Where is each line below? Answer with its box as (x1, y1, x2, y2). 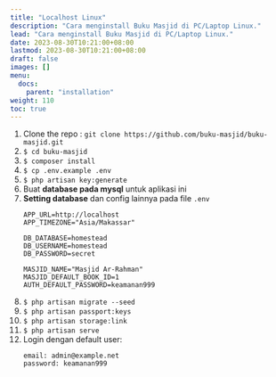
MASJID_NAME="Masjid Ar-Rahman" (22, 265, 143, 275)
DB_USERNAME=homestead (22, 242, 108, 250)
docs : (18, 79, 39, 88)
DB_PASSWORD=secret (22, 250, 96, 258)
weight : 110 (10, 95, 54, 105)
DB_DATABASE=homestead (22, 234, 108, 243)
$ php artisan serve (22, 326, 100, 335)
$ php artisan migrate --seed (22, 298, 136, 307)
